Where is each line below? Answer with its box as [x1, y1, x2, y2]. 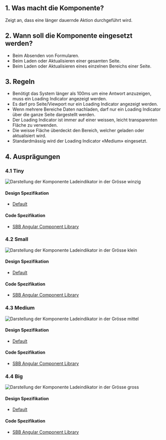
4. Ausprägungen [5, 152, 60, 161]
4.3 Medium [5, 304, 35, 311]
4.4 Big [5, 372, 23, 379]
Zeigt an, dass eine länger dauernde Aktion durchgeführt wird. [5, 17, 133, 23]
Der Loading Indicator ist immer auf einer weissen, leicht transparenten [12, 117, 158, 123]
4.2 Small [5, 236, 29, 243]
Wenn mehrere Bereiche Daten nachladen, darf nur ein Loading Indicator [12, 106, 161, 112]
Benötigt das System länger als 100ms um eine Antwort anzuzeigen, [12, 90, 152, 96]
